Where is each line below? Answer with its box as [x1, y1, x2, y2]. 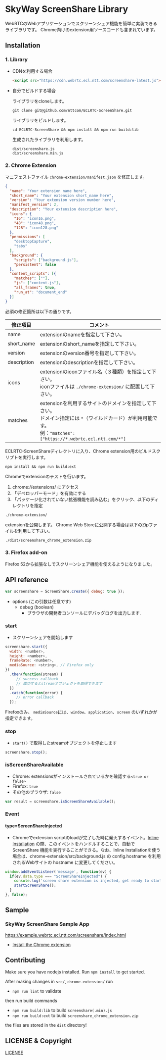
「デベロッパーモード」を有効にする [12, 490, 86, 496]
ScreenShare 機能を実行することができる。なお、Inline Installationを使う [12, 847, 161, 853]
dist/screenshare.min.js [12, 151, 64, 155]
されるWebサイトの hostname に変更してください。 [12, 859, 118, 865]
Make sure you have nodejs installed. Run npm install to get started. [5, 969, 145, 975]
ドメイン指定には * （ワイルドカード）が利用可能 [40, 414, 153, 421]
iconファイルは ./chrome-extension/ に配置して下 [40, 383, 155, 390]
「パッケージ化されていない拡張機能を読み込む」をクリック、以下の [12, 496, 151, 502]
